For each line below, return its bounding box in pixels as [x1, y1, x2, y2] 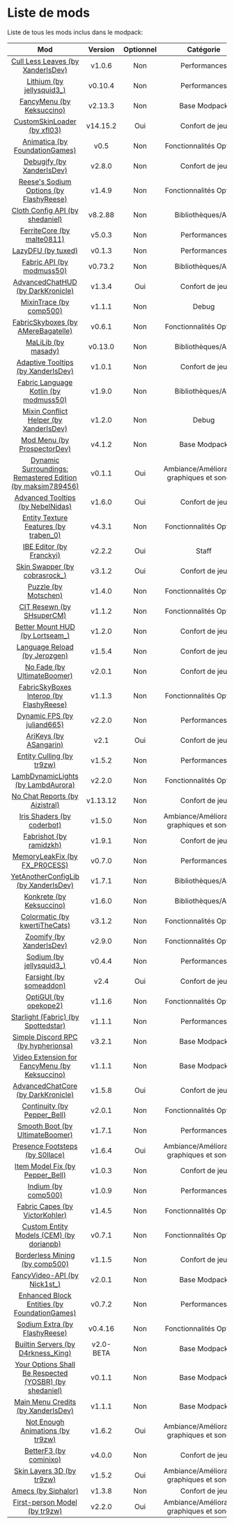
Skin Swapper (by [16, 561, 75, 571]
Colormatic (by [20, 911, 70, 921]
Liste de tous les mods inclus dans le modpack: [7, 28, 143, 36]
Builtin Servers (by [15, 1339, 75, 1349]
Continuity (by [22, 1101, 68, 1111]
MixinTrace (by [20, 297, 70, 307]
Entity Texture [22, 513, 68, 522]
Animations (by [20, 1426, 70, 1436]
